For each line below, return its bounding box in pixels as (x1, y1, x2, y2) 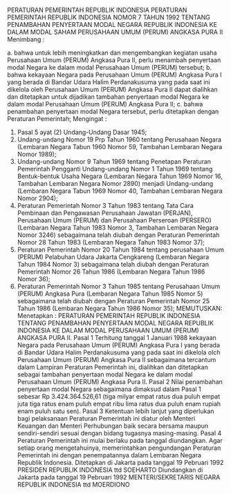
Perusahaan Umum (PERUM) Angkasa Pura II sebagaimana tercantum (17, 356, 216, 363)
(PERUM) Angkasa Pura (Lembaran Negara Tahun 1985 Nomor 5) (17, 289, 203, 298)
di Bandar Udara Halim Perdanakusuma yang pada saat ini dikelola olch (17, 348, 221, 357)
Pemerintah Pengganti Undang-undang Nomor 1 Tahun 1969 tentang (17, 165, 213, 173)
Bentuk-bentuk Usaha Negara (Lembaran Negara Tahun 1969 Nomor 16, (17, 172, 223, 180)
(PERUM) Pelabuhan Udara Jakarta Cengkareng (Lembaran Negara (17, 253, 210, 261)
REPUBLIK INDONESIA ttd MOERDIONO (17, 480, 130, 488)
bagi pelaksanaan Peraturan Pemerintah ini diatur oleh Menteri (17, 415, 196, 422)
